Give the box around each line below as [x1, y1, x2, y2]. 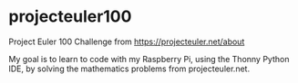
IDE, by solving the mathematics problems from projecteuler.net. [8, 63, 251, 74]
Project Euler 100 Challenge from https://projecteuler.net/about [8, 36, 245, 47]
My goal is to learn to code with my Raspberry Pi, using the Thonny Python [8, 53, 290, 64]
